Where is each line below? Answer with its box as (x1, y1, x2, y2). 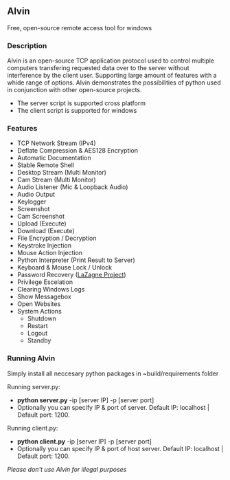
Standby (27, 336, 51, 345)
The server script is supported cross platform (16, 99, 146, 107)
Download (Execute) (16, 227, 75, 235)
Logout (27, 329, 48, 338)
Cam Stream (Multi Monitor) (16, 175, 96, 184)
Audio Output (16, 190, 56, 199)
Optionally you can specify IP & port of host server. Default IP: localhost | (16, 444, 224, 452)
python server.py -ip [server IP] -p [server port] (16, 395, 154, 404)
